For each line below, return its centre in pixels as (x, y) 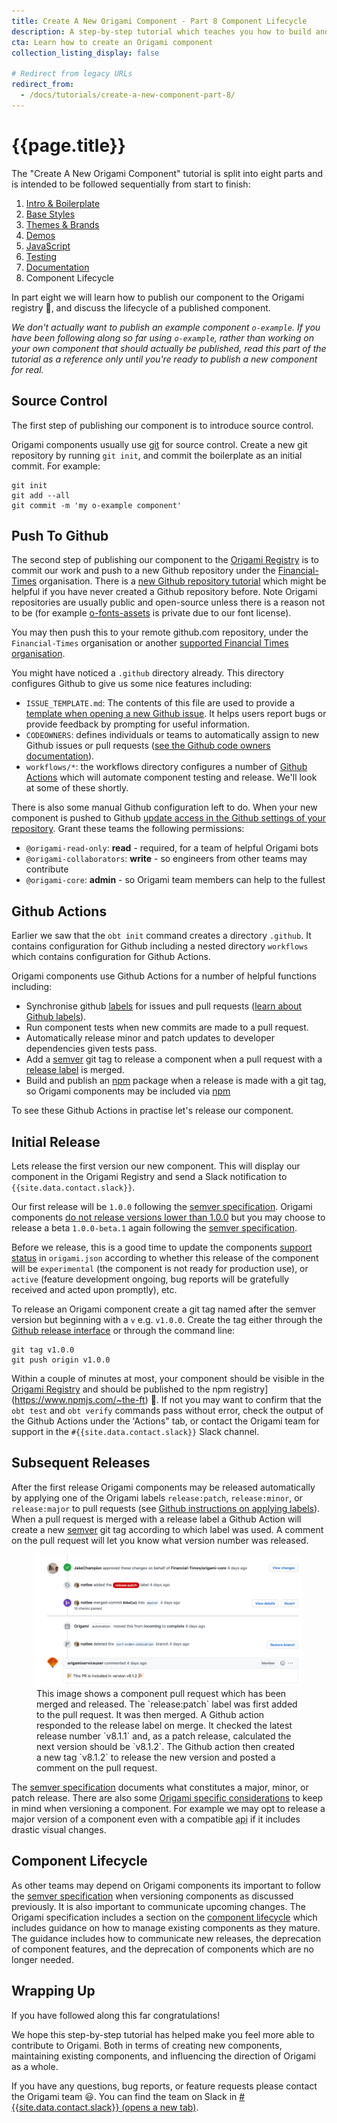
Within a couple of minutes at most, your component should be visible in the (168, 1378)
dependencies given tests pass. (91, 1049)
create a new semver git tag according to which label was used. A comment (167, 1529)
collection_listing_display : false (85, 53)
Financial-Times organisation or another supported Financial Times (150, 643)
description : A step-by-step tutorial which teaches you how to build (161, 31)
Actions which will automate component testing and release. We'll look (171, 777)
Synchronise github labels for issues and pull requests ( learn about (164, 1006)
